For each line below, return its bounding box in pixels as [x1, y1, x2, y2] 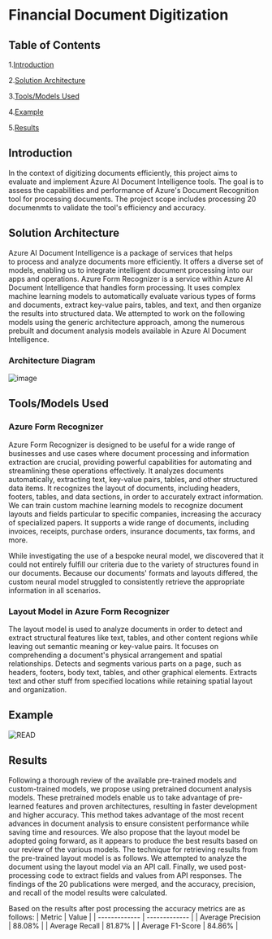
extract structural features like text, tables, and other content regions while [8, 633, 258, 643]
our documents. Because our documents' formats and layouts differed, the [8, 568, 258, 577]
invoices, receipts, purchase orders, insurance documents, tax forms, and [8, 526, 256, 536]
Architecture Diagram [8, 354, 96, 366]
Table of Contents [8, 38, 101, 52]
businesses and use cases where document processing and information [8, 448, 249, 458]
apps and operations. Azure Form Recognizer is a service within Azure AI [8, 274, 253, 283]
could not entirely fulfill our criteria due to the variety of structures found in [8, 559, 259, 569]
